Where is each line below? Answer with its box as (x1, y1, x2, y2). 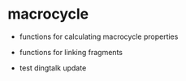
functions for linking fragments (19, 47, 123, 57)
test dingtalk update (19, 62, 87, 73)
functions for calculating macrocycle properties (19, 32, 179, 41)
